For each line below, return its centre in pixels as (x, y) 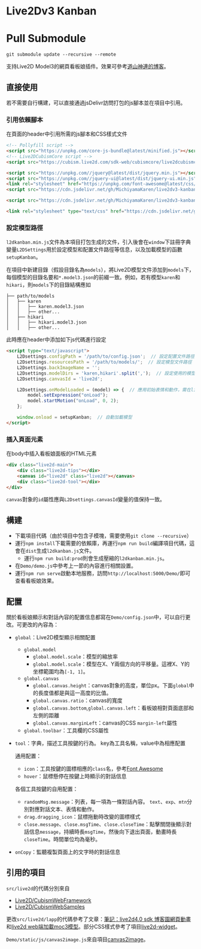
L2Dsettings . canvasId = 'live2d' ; (60, 379)
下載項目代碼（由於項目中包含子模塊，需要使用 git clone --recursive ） (103, 536)
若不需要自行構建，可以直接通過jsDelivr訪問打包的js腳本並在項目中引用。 (96, 103)
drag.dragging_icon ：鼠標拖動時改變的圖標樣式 (82, 817)
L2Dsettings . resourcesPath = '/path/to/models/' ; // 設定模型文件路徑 (105, 362)
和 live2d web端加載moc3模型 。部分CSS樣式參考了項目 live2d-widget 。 (93, 926)
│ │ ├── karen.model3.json (45, 307)
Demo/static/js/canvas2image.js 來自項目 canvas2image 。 (77, 939)
